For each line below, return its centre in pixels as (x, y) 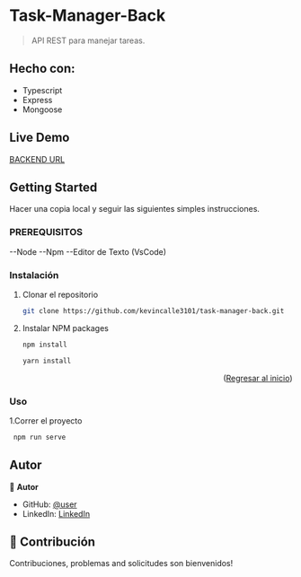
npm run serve (40, 437)
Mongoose (42, 109)
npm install (44, 345)
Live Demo (40, 138)
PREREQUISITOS (46, 232)
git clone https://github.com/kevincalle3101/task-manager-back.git (153, 310)
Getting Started (53, 187)
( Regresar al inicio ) (258, 378)
